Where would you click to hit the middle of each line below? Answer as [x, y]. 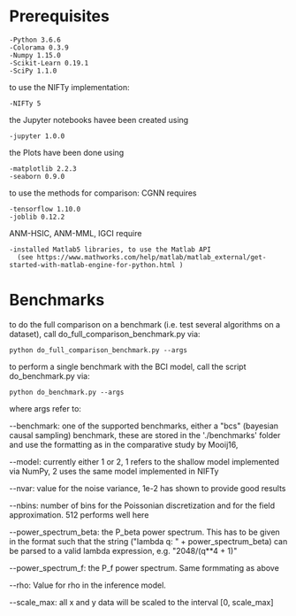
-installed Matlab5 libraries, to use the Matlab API [110, 250]
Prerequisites [60, 16]
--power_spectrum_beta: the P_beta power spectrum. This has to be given [144, 532]
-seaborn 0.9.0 [37, 176]
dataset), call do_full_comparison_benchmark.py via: [105, 334]
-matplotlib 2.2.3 [43, 169]
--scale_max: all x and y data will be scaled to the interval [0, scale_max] [141, 602]
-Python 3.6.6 [35, 40]
